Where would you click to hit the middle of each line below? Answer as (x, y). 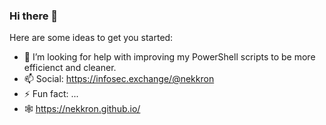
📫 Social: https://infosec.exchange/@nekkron (119, 79)
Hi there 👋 (34, 16)
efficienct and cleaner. (70, 68)
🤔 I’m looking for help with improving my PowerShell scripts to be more (169, 57)
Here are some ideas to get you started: (91, 38)
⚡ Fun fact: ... (51, 94)
